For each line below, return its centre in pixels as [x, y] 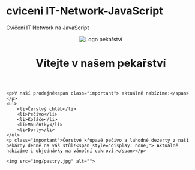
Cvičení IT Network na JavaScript [48, 28]
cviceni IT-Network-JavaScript [85, 11]
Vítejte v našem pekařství [101, 63]
